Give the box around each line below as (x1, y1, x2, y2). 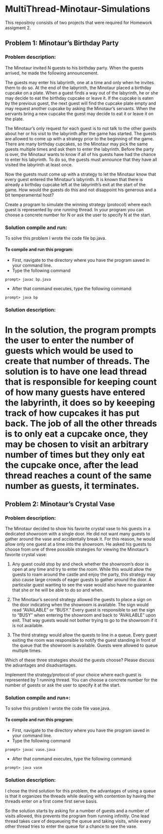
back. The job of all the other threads (5, 418, 157, 429)
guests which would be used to (5, 345, 134, 357)
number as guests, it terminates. (5, 480, 140, 492)
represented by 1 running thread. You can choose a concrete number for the (5, 676, 158, 683)
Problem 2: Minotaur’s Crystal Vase (5, 500, 115, 508)
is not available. (12, 622, 44, 628)
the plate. (5, 116, 24, 122)
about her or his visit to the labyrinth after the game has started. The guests (5, 131, 157, 136)
